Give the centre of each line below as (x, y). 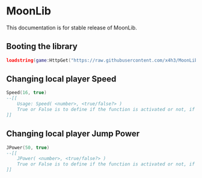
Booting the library (42, 46)
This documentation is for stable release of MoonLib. (72, 28)
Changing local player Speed (61, 79)
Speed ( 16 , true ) (26, 93)
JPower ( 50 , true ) (28, 147)
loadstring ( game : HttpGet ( (38, 60)
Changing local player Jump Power (73, 134)
